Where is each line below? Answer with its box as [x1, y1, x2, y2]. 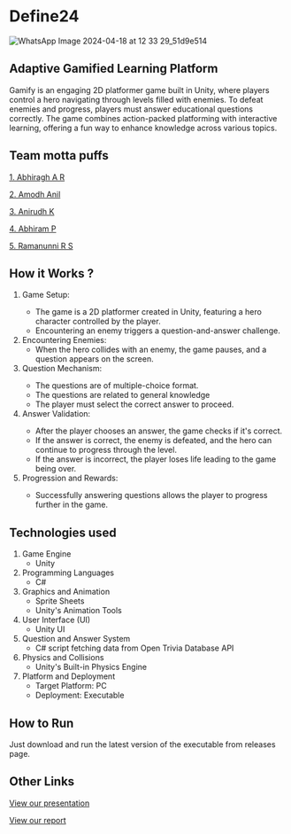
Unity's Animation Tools [34, 605, 122, 616]
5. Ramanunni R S [9, 240, 73, 251]
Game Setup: [21, 290, 71, 300]
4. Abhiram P [9, 223, 57, 234]
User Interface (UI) [21, 614, 91, 626]
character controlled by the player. [34, 316, 161, 327]
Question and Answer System [21, 634, 131, 644]
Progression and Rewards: [21, 472, 119, 484]
